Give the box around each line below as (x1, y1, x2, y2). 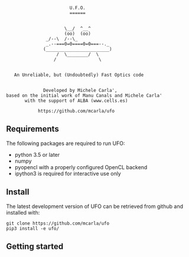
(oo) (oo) (64, 31, 92, 37)
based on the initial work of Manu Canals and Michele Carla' (6, 93, 162, 98)
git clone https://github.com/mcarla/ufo (6, 220, 110, 226)
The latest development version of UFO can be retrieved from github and (6, 203, 183, 210)
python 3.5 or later (14, 151, 60, 158)
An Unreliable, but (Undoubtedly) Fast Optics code (14, 72, 144, 78)
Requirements (6, 124, 59, 134)
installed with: (6, 209, 40, 216)
